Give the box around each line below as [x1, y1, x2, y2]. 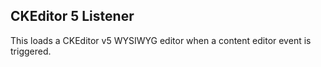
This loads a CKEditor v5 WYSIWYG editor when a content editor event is [10, 34, 312, 46]
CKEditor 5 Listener [10, 8, 135, 25]
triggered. [10, 45, 52, 57]
